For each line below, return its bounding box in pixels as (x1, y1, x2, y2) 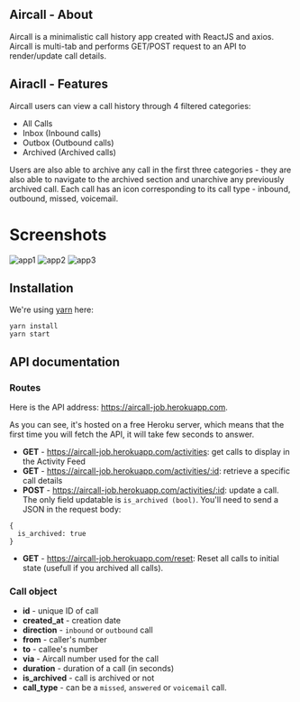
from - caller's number (22, 634, 107, 645)
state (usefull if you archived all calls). (22, 563, 164, 574)
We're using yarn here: (9, 304, 95, 315)
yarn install (9, 322, 59, 331)
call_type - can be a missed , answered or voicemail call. (22, 682, 227, 693)
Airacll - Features (9, 77, 109, 92)
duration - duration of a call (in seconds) (22, 663, 175, 674)
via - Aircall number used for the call (22, 653, 159, 664)
